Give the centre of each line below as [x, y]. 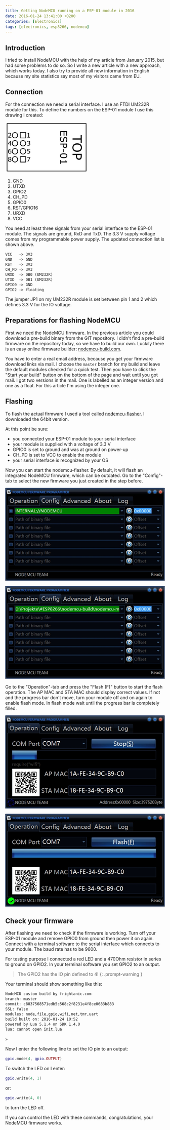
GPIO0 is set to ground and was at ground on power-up [70, 449]
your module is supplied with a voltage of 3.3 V [62, 444]
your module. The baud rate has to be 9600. [51, 949]
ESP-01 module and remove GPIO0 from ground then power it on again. [80, 938]
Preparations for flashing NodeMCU [63, 321]
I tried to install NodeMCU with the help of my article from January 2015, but [85, 60]
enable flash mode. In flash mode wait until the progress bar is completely [82, 703]
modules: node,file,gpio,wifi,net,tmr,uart [52, 1014]
